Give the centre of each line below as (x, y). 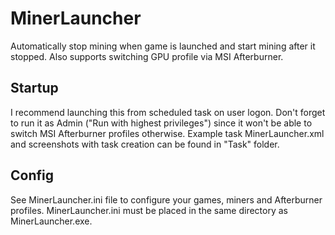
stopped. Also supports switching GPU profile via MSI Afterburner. (147, 56)
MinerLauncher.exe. (51, 221)
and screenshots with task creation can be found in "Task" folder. (145, 144)
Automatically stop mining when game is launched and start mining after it (163, 46)
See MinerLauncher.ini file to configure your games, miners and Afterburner (166, 199)
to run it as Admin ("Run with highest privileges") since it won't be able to (161, 123)
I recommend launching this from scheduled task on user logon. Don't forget (168, 112)
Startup (34, 88)
